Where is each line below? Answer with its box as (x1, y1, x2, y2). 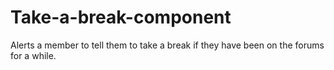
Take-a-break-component (10, 6, 232, 29)
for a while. (10, 49, 57, 61)
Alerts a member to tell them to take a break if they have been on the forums (10, 39, 325, 51)
